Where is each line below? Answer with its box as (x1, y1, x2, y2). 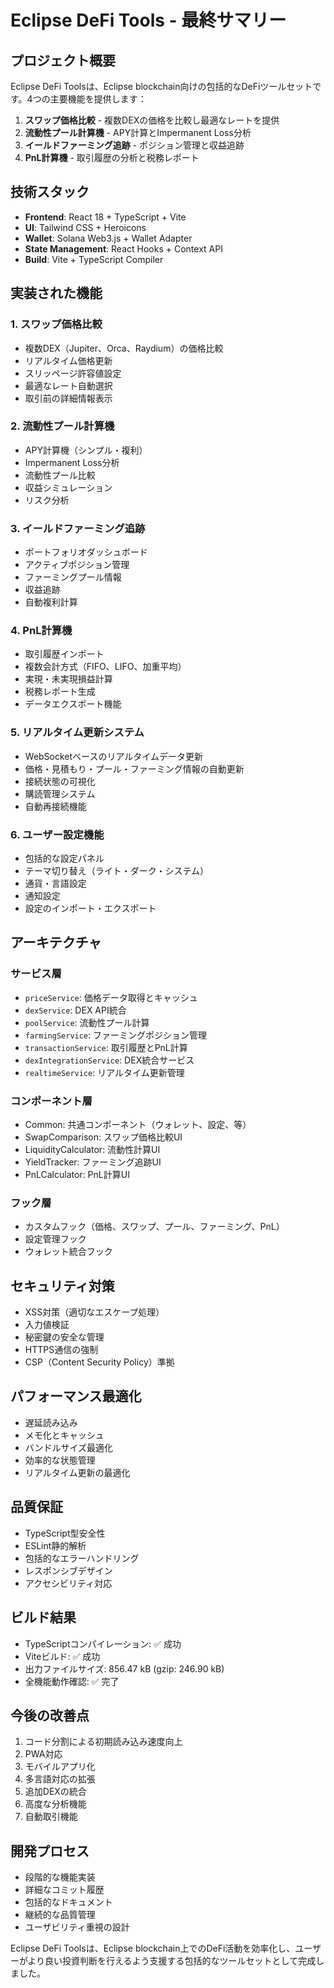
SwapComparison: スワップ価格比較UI (24, 1131, 183, 1143)
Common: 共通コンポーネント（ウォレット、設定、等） (24, 1118, 252, 1130)
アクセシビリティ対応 (24, 1577, 113, 1589)
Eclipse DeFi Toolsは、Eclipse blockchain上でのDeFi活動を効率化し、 (10, 1942, 296, 1955)
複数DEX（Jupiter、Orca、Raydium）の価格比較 (24, 342, 224, 354)
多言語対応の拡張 (24, 1773, 96, 1785)
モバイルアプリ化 (24, 1761, 96, 1773)
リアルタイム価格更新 (24, 354, 113, 366)
